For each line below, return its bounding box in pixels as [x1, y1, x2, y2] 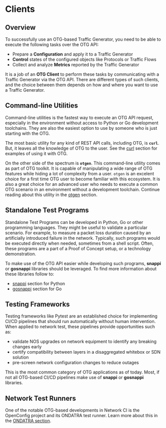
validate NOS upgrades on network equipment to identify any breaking [12, 338, 157, 345]
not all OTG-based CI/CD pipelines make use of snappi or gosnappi [5, 374, 144, 380]
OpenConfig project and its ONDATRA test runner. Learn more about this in [5, 413, 158, 419]
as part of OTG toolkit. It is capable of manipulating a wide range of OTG [5, 165, 153, 171]
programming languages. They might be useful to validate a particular [5, 224, 148, 230]
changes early [12, 344, 42, 350]
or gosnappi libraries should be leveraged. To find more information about [5, 266, 157, 271]
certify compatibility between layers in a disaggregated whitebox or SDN [12, 349, 161, 355]
